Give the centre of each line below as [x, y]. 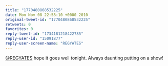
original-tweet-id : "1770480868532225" [48, 19]
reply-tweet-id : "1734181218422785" [44, 34]
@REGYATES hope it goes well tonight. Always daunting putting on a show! [85, 58]
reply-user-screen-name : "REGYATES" [44, 43]
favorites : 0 [19, 29]
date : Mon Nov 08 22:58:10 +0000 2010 [47, 15]
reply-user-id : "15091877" [34, 39]
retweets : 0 [18, 24]
